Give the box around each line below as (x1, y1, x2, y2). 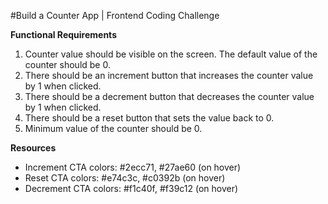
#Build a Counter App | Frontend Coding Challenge (10, 10, 220, 21)
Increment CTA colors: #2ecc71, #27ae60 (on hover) (24, 161, 242, 173)
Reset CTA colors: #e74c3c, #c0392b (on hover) (24, 172, 226, 184)
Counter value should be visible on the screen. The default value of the (24, 48, 318, 60)
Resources (10, 142, 57, 154)
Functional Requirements (10, 29, 117, 40)
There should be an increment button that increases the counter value (24, 70, 314, 81)
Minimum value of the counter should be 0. (24, 123, 203, 134)
